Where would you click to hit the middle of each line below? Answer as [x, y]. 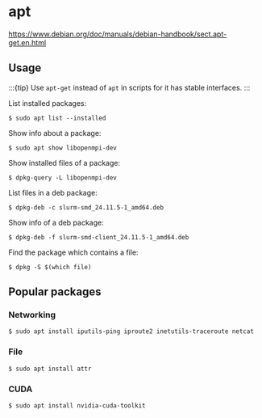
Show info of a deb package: [56, 222]
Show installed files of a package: [64, 163]
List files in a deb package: [53, 192]
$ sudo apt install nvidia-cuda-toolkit [77, 406]
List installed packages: [48, 103]
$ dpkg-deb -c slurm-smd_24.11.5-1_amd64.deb [86, 207]
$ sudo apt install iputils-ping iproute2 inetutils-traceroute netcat [131, 331]
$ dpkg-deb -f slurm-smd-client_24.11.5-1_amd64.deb [99, 237]
